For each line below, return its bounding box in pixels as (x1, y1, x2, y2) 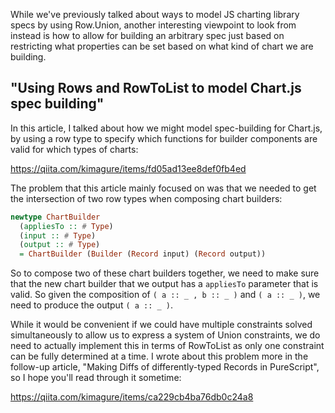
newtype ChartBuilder (10, 212, 101, 222)
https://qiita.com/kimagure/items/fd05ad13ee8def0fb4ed (10, 162, 247, 174)
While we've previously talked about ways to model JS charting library (10, 9, 300, 20)
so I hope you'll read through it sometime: (10, 372, 182, 384)
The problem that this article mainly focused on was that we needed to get (10, 182, 317, 194)
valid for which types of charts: (10, 143, 139, 155)
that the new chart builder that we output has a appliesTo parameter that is (10, 278, 319, 290)
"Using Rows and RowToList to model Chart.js (10, 80, 302, 97)
